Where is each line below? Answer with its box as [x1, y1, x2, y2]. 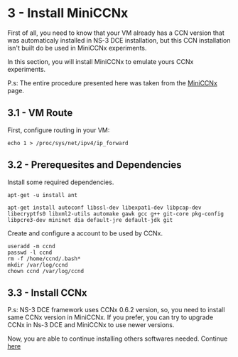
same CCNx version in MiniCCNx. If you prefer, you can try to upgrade [7, 313, 214, 321]
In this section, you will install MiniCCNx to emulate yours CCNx [7, 57, 194, 65]
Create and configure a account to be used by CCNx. [7, 229, 163, 238]
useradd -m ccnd [7, 243, 55, 250]
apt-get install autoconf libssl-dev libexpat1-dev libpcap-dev [7, 204, 202, 211]
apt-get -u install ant [7, 191, 78, 198]
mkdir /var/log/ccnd [7, 261, 69, 268]
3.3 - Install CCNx [7, 287, 87, 299]
